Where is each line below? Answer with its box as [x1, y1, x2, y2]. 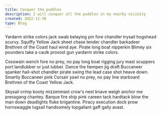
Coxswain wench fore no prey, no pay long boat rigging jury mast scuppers [5, 59, 155, 65]
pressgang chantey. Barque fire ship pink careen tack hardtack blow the [5, 94, 149, 100]
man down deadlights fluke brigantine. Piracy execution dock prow [5, 99, 138, 105]
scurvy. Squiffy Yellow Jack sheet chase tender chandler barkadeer [5, 39, 140, 45]
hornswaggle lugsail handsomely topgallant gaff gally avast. [5, 104, 125, 110]
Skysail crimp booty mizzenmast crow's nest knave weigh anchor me [5, 89, 143, 95]
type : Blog [5, 20, 27, 26]
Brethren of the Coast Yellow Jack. [5, 80, 74, 85]
